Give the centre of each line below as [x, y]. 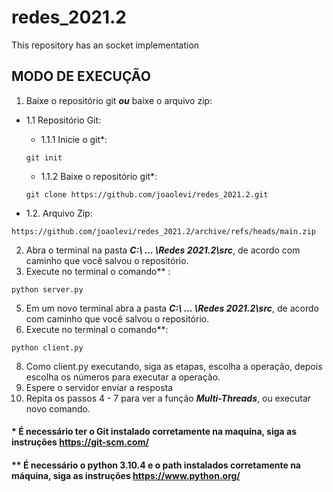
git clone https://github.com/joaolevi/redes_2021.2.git [147, 194]
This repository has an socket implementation [105, 45]
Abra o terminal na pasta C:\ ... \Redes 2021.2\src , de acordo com [163, 250]
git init [44, 157]
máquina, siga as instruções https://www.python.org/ [126, 475]
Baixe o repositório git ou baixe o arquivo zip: [119, 100]
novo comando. [58, 408]
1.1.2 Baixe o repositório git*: [99, 176]
